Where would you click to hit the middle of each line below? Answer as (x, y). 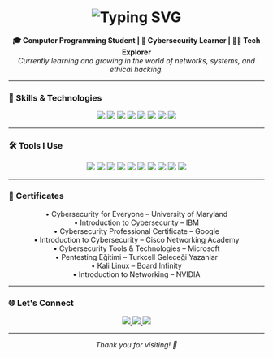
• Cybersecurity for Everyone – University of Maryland (136, 214)
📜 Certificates (36, 196)
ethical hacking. (136, 69)
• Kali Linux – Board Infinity (136, 265)
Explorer (136, 52)
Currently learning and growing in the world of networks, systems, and (136, 60)
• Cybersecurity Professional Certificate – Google (136, 231)
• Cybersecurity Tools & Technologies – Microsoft (136, 248)
